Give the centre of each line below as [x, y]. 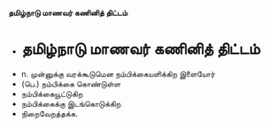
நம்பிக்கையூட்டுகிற [52, 94]
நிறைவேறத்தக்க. [50, 113]
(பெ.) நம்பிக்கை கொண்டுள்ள [71, 84]
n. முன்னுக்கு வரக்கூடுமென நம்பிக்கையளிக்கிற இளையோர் [118, 73]
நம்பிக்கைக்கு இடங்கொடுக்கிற [71, 103]
